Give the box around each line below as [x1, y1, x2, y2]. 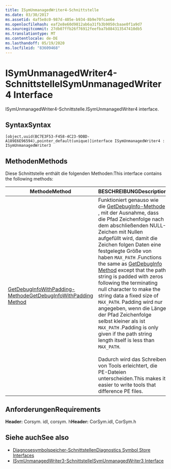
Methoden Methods [5, 157, 68, 166]
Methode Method [30, 188, 71, 195]
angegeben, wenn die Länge [98, 305, 166, 312]
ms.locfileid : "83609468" [5, 45, 60, 50]
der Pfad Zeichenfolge [98, 311, 152, 319]
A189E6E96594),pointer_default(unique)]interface [5, 139, 113, 144]
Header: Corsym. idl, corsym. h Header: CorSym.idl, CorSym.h [5, 419, 136, 425]
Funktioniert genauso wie [98, 197, 159, 204]
